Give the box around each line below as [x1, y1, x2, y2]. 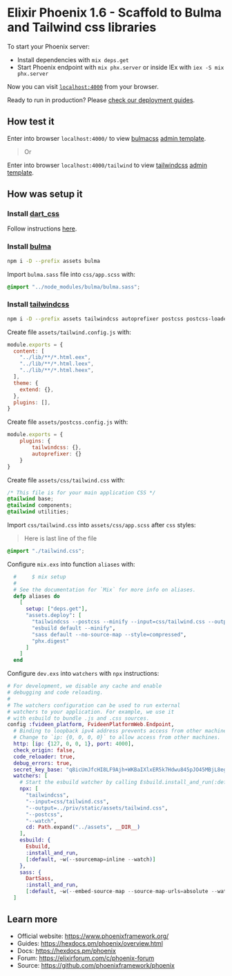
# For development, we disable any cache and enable [7, 683, 162, 690]
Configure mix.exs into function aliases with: [7, 560, 136, 568]
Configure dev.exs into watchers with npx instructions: [7, 670, 159, 678]
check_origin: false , [13, 747, 76, 754]
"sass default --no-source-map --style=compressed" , [32, 631, 187, 638]
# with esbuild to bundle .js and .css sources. [7, 714, 150, 722]
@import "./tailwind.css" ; [7, 547, 85, 555]
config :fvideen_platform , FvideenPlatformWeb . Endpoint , [7, 721, 175, 728]
